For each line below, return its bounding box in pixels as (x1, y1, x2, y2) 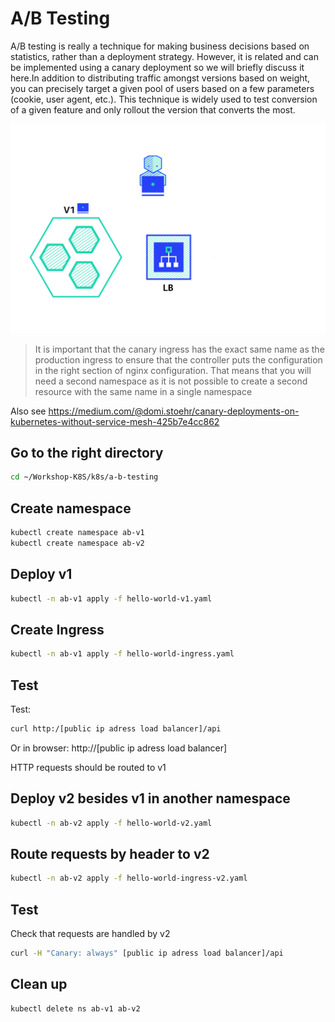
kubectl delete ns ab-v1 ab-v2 (10, 1003, 141, 1014)
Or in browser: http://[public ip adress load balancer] (10, 742, 228, 754)
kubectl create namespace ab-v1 (10, 528, 145, 538)
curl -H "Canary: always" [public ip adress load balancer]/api (10, 948, 284, 959)
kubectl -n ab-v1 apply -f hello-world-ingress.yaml (10, 649, 235, 659)
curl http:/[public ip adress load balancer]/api (10, 724, 222, 734)
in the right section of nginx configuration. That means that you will (34, 364, 312, 376)
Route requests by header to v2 (10, 846, 210, 863)
